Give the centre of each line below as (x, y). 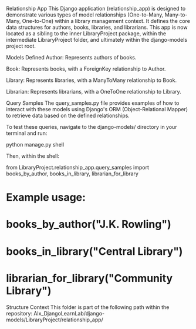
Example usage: (46, 197)
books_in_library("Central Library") (94, 251)
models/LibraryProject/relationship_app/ (55, 320)
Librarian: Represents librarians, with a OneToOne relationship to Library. (94, 92)
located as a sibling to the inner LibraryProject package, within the (86, 34)
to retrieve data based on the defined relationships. (68, 115)
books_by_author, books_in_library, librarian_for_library (72, 174)
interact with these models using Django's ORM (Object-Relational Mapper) (97, 109)
